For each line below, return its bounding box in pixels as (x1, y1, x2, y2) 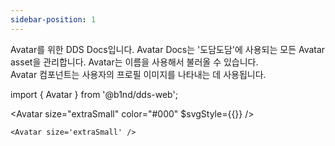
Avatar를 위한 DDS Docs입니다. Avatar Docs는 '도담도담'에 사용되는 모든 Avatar (10, 43, 326, 55)
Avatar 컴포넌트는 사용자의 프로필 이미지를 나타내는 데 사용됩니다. (10, 68, 267, 80)
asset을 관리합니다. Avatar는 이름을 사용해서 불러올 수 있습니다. (10, 56, 259, 68)
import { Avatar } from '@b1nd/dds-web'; (10, 88, 178, 100)
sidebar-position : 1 (10, 14, 97, 25)
